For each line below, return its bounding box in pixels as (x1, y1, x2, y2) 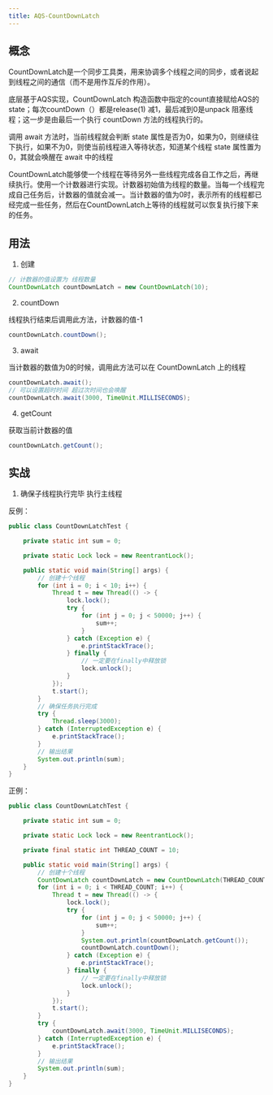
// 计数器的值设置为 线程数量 (8, 275, 96, 284)
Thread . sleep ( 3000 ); (51, 717, 122, 725)
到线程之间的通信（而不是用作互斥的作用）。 (8, 77, 154, 87)
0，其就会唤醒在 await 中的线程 (8, 152, 114, 162)
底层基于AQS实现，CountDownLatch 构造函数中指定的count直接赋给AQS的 (8, 94, 260, 104)
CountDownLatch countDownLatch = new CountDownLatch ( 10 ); (8, 283, 209, 292)
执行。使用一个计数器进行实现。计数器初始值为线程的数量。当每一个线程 (15, 180, 258, 189)
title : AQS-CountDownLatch (8, 11, 100, 20)
